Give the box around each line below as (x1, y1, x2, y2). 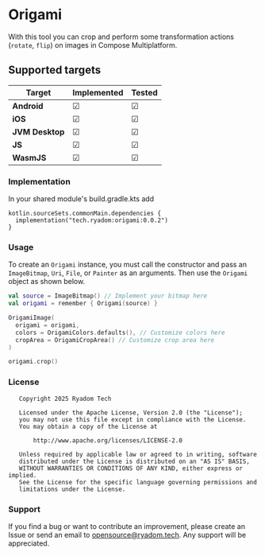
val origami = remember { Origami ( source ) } (8, 300, 158, 308)
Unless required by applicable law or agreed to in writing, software (18, 450, 258, 458)
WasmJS (12, 152, 47, 163)
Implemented (72, 87, 124, 98)
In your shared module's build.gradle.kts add (8, 194, 155, 204)
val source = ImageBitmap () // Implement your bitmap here (8, 292, 208, 300)
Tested (130, 87, 159, 98)
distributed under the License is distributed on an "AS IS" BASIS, (18, 457, 250, 465)
